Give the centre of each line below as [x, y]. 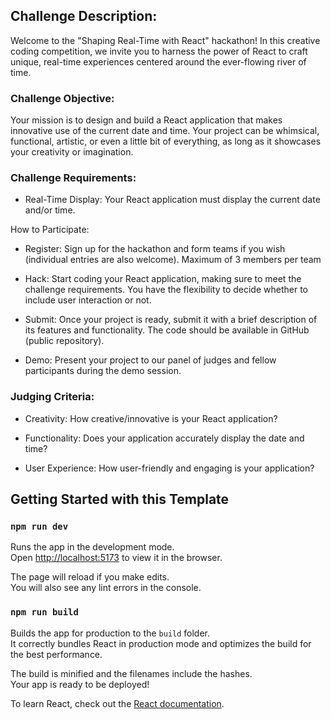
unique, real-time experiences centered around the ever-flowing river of [158, 61]
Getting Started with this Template [120, 499]
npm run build [44, 612]
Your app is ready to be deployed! [80, 684]
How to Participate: [50, 230]
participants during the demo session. [103, 371]
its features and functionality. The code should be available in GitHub [167, 330]
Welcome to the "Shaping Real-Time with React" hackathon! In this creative [165, 40]
